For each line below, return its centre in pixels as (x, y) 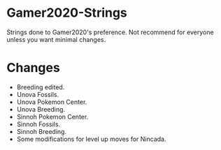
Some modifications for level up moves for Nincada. (91, 139)
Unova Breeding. (41, 109)
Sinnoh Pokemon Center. (52, 117)
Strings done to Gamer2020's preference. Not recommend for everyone (110, 32)
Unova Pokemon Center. (52, 102)
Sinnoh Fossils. (38, 124)
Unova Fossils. (38, 94)
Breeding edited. (41, 87)
